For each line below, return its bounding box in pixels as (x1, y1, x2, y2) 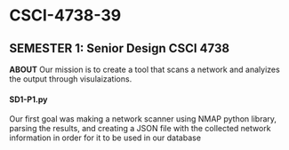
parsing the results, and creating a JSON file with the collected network (9, 123, 271, 134)
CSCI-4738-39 (9, 5, 122, 26)
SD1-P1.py (9, 94, 48, 105)
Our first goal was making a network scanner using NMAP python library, (9, 114, 277, 124)
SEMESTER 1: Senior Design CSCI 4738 (9, 41, 229, 56)
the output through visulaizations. (9, 74, 132, 84)
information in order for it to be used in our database (9, 132, 202, 143)
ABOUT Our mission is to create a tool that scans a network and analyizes (9, 64, 280, 75)
